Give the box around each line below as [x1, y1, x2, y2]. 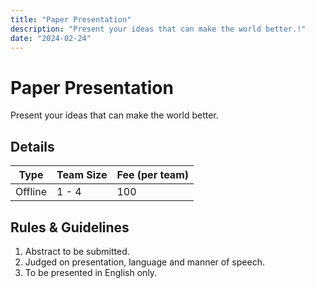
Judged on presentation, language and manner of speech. [24, 256, 265, 268]
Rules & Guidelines [10, 219, 130, 236]
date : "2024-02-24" [10, 33, 92, 43]
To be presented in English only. [24, 266, 158, 278]
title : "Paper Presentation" [10, 14, 132, 25]
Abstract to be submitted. [24, 245, 130, 257]
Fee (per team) [116, 168, 189, 182]
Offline [15, 185, 47, 199]
